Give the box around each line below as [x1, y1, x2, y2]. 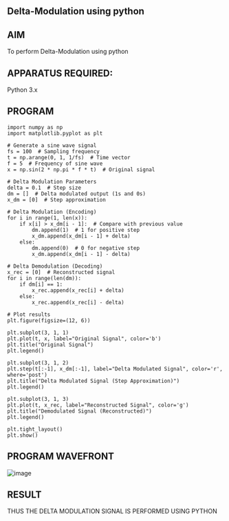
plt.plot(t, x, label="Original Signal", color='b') [7, 335, 162, 342]
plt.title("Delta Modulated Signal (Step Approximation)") [7, 377, 180, 384]
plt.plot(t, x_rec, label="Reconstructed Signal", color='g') [7, 402, 189, 409]
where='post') [7, 371, 48, 378]
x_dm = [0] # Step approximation [7, 196, 107, 203]
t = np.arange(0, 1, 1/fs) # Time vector [7, 154, 131, 161]
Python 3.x [7, 86, 38, 94]
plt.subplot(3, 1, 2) [7, 359, 69, 366]
